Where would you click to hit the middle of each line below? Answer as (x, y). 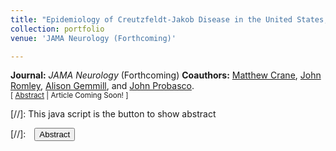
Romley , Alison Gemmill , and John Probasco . (102, 86)
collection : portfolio (57, 29)
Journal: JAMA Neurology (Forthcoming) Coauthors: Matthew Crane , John (166, 75)
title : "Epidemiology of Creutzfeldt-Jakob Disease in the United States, (169, 19)
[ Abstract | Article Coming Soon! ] (69, 96)
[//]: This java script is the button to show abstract (113, 114)
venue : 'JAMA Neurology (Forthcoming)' (93, 38)
